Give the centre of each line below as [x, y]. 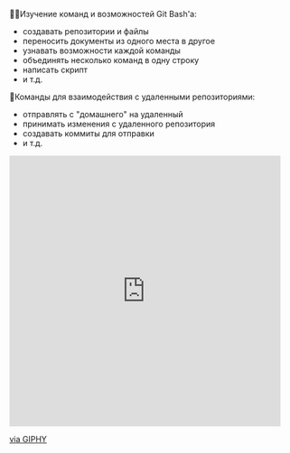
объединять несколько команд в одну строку [111, 60]
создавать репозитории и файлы [85, 31]
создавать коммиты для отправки [89, 134]
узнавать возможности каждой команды [101, 51]
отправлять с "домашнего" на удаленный [103, 114]
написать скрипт [55, 69]
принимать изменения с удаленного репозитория [119, 124]
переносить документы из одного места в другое [118, 41]
